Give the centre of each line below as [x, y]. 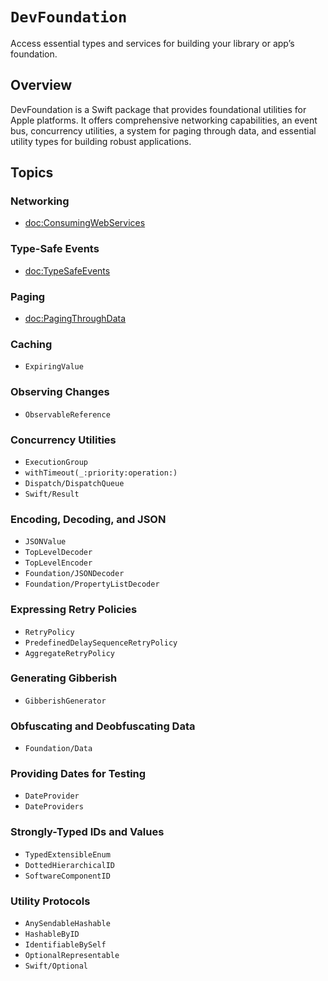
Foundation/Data [58, 749]
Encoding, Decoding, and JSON [88, 519]
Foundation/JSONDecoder [74, 574]
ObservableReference [67, 414]
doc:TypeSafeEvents [67, 270]
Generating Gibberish [64, 678]
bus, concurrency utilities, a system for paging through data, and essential [163, 130]
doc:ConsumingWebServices [85, 223]
